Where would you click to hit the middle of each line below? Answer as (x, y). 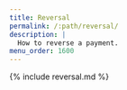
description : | (38, 34)
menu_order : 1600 (42, 51)
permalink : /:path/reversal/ (64, 26)
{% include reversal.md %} (59, 76)
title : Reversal (40, 18)
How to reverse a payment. (68, 43)
